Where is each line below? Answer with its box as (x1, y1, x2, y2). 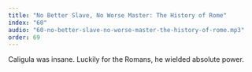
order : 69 (8, 33, 41, 41)
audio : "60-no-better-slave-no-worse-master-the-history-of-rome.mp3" (8, 26, 245, 34)
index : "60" (8, 19, 47, 27)
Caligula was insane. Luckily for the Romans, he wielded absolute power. (8, 55, 244, 64)
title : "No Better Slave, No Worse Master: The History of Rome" (8, 11, 227, 20)
